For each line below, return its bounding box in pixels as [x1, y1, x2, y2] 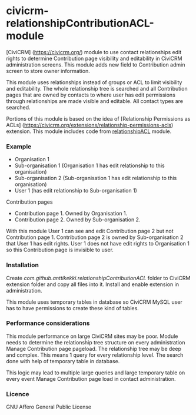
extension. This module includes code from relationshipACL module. [6, 128, 172, 135]
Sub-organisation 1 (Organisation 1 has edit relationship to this [14, 162, 165, 169]
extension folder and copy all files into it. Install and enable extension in [6, 281, 180, 288]
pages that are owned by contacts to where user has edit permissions [6, 91, 175, 98]
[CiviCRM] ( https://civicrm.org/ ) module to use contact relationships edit [6, 48, 182, 55]
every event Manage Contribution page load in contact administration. [6, 375, 176, 382]
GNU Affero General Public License [6, 403, 92, 410]
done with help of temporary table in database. [6, 357, 120, 364]
